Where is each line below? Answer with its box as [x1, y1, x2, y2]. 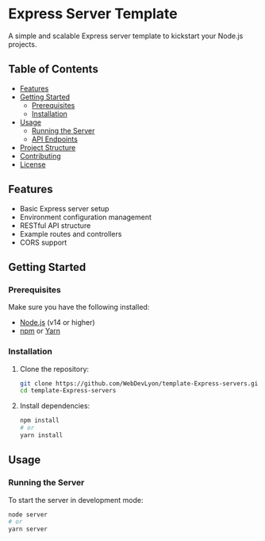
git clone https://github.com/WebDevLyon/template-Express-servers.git [19, 379, 262, 388]
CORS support [19, 238, 67, 247]
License [19, 160, 46, 169]
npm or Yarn [19, 327, 61, 336]
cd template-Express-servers [19, 387, 117, 395]
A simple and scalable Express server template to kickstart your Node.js [8, 31, 244, 41]
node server [8, 510, 48, 519]
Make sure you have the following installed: [8, 303, 150, 312]
